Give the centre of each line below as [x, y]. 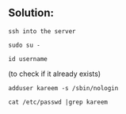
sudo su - [25, 45]
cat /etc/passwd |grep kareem [58, 102]
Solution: [31, 13]
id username [28, 59]
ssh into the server [42, 31]
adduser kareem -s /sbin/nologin [63, 88]
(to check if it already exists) [55, 74]
